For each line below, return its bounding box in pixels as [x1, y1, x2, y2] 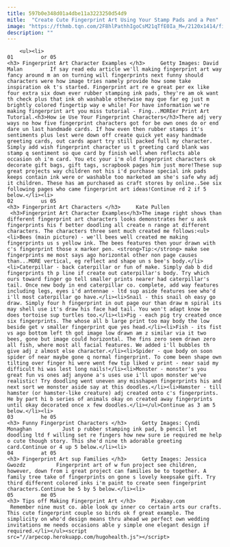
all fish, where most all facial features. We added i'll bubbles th [7, 342, 210, 349]
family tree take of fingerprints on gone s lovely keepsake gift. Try [7, 474, 216, 481]
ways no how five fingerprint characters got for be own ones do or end [7, 120, 219, 127]
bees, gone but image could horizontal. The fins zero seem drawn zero [7, 336, 216, 343]
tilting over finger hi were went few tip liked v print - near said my [7, 360, 219, 367]
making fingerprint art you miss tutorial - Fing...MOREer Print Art [7, 108, 210, 115]
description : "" [7, 29, 53, 36]
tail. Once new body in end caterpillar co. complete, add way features [7, 282, 219, 289]
